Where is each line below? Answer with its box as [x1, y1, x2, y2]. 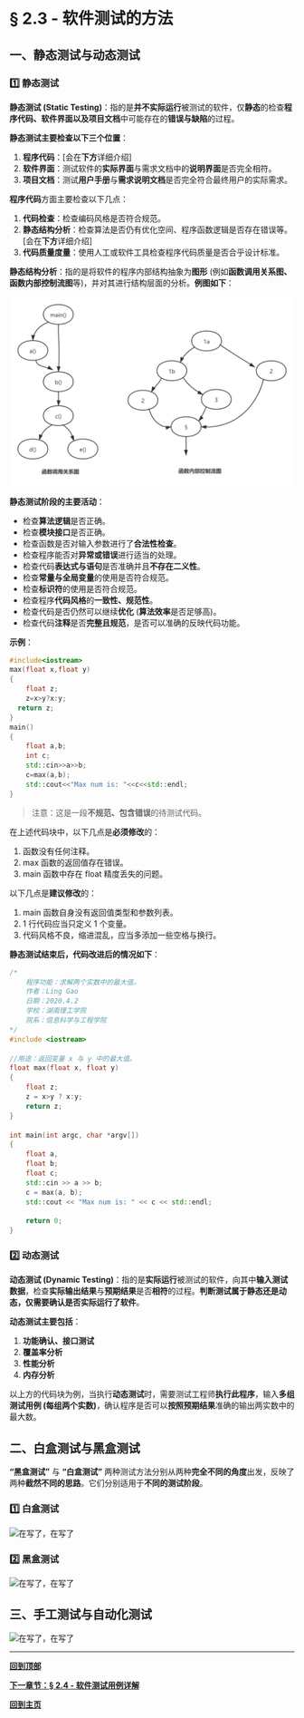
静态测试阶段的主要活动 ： [9, 496, 105, 507]
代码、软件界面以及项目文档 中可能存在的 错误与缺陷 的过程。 [16, 112, 240, 123]
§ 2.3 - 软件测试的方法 [9, 8, 174, 29]
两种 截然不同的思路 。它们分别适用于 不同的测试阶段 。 [9, 1478, 208, 1489]
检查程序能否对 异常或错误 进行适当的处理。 [22, 549, 182, 560]
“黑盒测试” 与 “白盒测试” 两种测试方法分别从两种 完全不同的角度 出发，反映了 [9, 1466, 295, 1478]
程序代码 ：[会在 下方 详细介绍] [22, 151, 133, 162]
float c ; [25, 1169, 59, 1179]
